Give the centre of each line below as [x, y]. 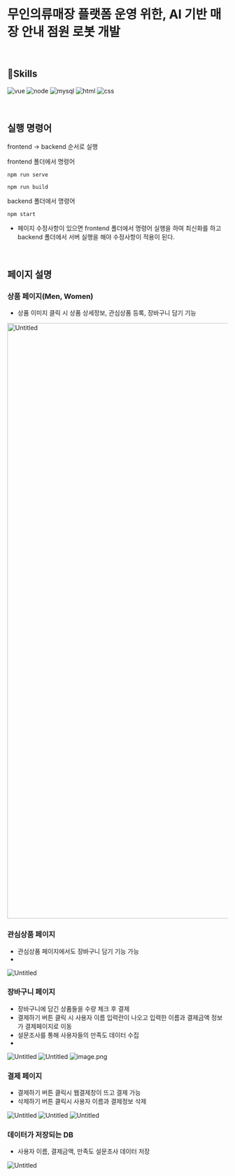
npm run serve [28, 175]
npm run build [28, 187]
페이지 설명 [30, 274]
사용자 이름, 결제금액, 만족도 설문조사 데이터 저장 [84, 1151]
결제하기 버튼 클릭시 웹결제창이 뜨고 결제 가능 [79, 1093]
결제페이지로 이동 [48, 1026]
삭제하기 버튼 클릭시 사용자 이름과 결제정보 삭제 [82, 1102]
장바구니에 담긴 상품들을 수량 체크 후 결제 [73, 1008]
